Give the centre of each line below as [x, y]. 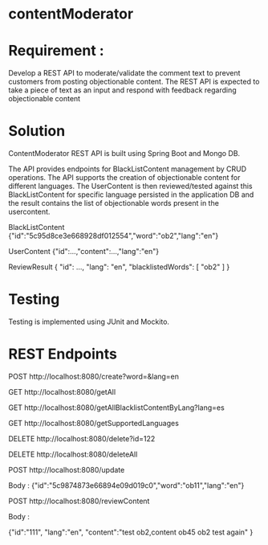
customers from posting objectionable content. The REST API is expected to [134, 82]
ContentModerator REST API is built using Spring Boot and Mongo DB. [124, 154]
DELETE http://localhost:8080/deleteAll [73, 454]
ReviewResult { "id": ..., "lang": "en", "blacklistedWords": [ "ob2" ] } [119, 267]
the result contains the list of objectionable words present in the [114, 203]
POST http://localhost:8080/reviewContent [79, 501]
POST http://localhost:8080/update [67, 469]
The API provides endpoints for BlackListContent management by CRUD [128, 169]
